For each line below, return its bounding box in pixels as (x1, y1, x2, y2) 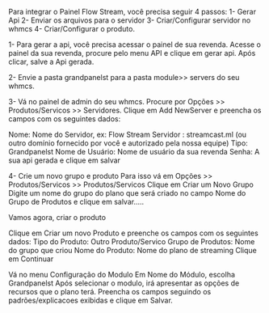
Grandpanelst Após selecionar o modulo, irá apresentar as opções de (8, 278, 240, 288)
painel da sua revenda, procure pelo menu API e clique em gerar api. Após (8, 49, 256, 57)
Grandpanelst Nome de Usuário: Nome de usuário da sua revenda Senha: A (8, 147, 260, 156)
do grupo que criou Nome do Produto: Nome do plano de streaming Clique (8, 246, 257, 255)
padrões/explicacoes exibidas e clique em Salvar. (8, 295, 174, 305)
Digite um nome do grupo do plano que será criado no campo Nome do (8, 188, 246, 197)
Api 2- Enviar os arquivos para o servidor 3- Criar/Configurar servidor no (8, 15, 251, 25)
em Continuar (8, 254, 54, 264)
